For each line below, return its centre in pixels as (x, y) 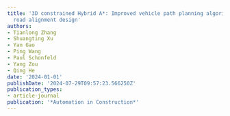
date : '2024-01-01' (35, 77)
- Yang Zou (23, 64)
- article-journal (33, 96)
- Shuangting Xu (30, 39)
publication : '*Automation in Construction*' (73, 102)
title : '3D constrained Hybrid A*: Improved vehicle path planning (105, 13)
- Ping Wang (24, 52)
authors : (20, 26)
